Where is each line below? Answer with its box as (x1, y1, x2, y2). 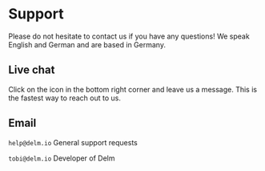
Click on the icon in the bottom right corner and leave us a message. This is (8, 84, 258, 94)
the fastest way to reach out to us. (8, 93, 122, 103)
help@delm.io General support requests (8, 137, 138, 147)
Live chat (8, 63, 55, 77)
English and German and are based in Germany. (8, 39, 167, 49)
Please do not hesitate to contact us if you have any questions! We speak (8, 31, 250, 41)
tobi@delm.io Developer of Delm (8, 153, 115, 163)
